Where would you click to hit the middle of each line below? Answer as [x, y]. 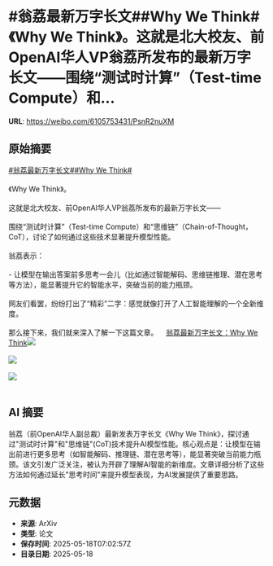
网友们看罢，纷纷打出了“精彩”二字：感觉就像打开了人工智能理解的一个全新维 [136, 303]
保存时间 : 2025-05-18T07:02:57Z [76, 544]
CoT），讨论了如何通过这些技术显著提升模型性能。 [92, 236]
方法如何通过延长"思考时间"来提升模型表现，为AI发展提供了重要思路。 [126, 474]
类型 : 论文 [37, 533]
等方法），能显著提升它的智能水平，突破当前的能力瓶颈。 [103, 284]
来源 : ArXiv [39, 524]
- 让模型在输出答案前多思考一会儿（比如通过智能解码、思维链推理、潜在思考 [136, 274]
